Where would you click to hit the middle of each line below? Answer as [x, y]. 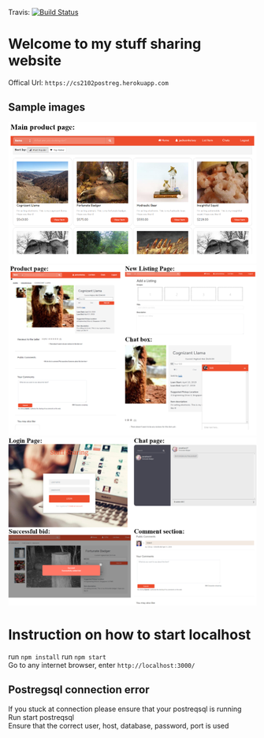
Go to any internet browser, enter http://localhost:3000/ [102, 665]
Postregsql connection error [79, 690]
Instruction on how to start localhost [130, 635]
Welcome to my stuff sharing [105, 44]
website [35, 61]
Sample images [47, 108]
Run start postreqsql [41, 717]
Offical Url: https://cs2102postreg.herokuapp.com [89, 82]
